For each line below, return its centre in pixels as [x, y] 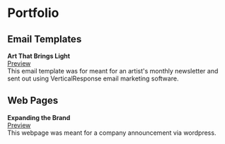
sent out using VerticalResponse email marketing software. [93, 78]
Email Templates [45, 39]
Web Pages [33, 101]
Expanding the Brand [39, 117]
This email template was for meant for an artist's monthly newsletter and [113, 71]
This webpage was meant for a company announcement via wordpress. [112, 133]
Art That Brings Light [39, 56]
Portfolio [33, 13]
